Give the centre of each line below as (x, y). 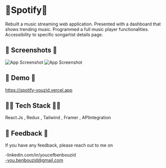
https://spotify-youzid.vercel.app (39, 90)
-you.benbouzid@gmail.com (34, 160)
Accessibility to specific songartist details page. (54, 34)
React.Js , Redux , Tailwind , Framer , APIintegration (58, 118)
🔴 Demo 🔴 (20, 78)
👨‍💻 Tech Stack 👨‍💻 (33, 105)
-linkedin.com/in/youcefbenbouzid (41, 155)
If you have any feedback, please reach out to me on (59, 145)
